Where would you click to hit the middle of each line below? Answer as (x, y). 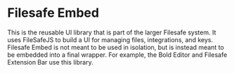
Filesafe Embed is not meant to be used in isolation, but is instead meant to (116, 47)
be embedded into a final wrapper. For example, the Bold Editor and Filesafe (117, 55)
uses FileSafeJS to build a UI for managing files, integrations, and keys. (110, 39)
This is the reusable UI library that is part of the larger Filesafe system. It (112, 32)
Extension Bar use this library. (50, 62)
